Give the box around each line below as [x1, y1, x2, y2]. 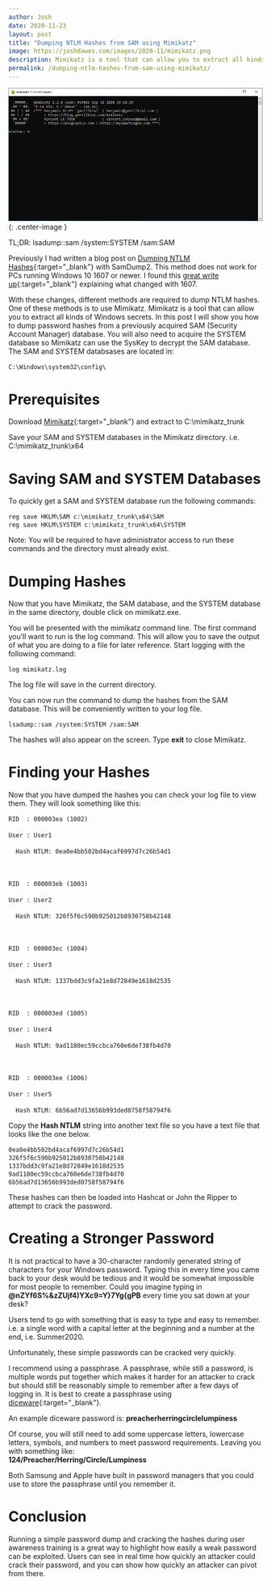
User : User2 [8, 896, 52, 905]
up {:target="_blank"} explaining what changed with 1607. [8, 279, 198, 289]
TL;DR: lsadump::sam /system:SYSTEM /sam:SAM [8, 238, 176, 248]
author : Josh [8, 13, 52, 21]
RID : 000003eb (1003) [8, 880, 89, 888]
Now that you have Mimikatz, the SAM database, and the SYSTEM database [8, 599, 261, 608]
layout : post [8, 30, 52, 38]
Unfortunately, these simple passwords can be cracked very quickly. [8, 1348, 236, 1358]
